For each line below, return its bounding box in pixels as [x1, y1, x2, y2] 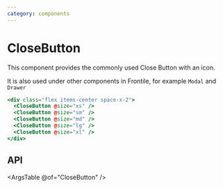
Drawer [7, 84, 26, 91]
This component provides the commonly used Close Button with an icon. [7, 63, 215, 72]
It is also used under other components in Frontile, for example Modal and [7, 77, 217, 85]
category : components [7, 10, 70, 17]
